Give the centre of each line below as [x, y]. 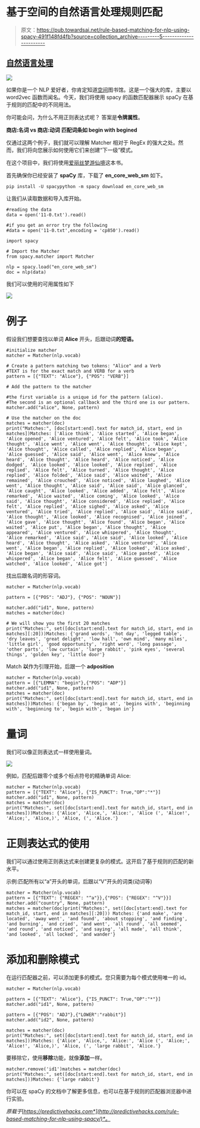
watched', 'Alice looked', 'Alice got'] [57, 564]
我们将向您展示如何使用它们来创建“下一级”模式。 [76, 150]
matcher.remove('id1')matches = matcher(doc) [63, 1069]
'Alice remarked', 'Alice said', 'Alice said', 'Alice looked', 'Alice [97, 538]
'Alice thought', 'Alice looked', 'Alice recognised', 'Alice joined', [97, 517]
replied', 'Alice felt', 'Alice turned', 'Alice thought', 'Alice [90, 470]
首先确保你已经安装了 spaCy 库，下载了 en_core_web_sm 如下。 [86, 175]
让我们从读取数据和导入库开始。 [45, 198]
